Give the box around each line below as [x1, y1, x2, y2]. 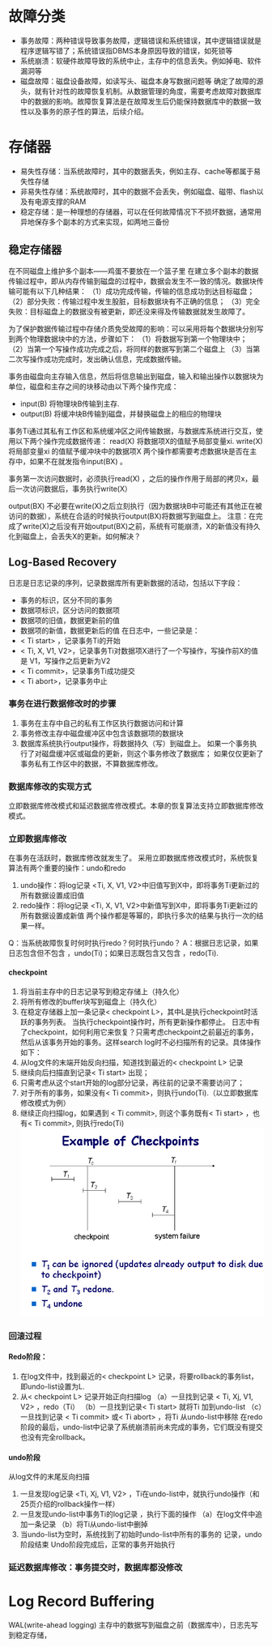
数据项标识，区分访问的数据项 [19, 605, 120, 615]
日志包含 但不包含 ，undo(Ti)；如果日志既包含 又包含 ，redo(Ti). [8, 949, 219, 958]
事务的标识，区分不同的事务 [19, 595, 113, 604]
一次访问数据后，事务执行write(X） [15, 484, 132, 493]
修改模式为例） [19, 1098, 70, 1107]
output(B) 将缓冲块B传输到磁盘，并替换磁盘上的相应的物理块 [19, 408, 222, 418]
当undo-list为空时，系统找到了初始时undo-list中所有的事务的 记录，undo [19, 1530, 262, 1539]
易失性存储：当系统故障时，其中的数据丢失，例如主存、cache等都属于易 [19, 166, 261, 176]
